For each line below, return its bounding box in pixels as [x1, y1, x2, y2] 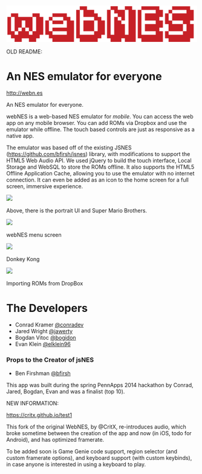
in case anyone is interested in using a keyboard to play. [6, 461, 146, 468]
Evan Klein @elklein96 [15, 340, 71, 348]
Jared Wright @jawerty [15, 328, 73, 335]
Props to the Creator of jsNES [6, 356, 94, 364]
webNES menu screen [6, 231, 62, 239]
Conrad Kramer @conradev [15, 321, 84, 328]
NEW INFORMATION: [6, 399, 59, 407]
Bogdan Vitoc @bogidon [15, 334, 77, 342]
